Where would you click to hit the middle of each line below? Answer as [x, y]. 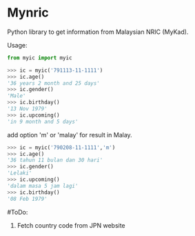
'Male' [17, 96]
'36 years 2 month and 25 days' [53, 83]
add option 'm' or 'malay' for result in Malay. [70, 135]
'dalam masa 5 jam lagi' [43, 186]
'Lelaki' [20, 173]
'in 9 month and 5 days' [43, 121]
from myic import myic [40, 58]
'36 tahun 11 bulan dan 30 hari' [55, 160]
